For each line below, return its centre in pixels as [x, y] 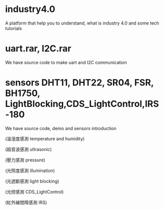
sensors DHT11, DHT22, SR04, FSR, [80, 83]
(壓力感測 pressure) [25, 160]
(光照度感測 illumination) [30, 170]
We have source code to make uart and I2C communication [66, 62]
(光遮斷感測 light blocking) [32, 181]
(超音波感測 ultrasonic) [29, 149]
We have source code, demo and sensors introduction [61, 128]
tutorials [14, 28]
